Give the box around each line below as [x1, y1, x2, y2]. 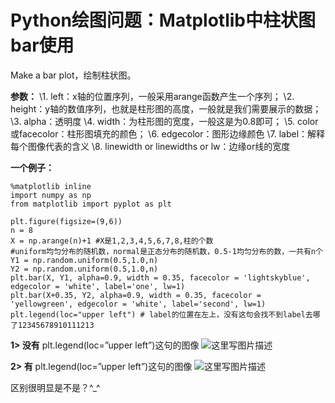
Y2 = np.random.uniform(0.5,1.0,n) [10, 264, 159, 274]
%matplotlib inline [10, 181, 92, 191]
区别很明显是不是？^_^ [10, 381, 101, 393]
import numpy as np [10, 190, 92, 200]
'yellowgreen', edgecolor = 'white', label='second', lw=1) [10, 299, 267, 309]
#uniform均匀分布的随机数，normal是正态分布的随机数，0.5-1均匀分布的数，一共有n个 [10, 246, 323, 256]
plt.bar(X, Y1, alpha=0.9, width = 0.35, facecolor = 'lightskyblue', [10, 272, 311, 283]
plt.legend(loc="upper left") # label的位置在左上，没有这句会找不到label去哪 [10, 309, 321, 320]
